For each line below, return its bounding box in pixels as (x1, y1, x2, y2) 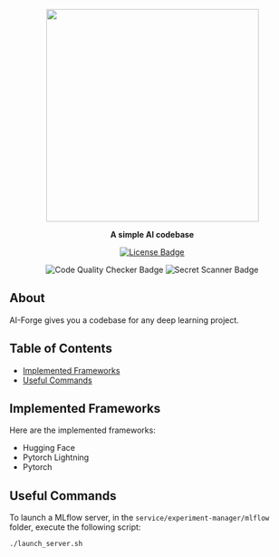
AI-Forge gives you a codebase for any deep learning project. (9, 314, 240, 326)
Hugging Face (22, 443, 75, 454)
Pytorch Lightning (22, 452, 90, 463)
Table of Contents (9, 341, 113, 357)
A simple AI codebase (110, 230, 195, 239)
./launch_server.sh (9, 540, 83, 549)
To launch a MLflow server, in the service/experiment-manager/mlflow (9, 513, 270, 523)
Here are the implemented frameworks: (9, 425, 156, 435)
